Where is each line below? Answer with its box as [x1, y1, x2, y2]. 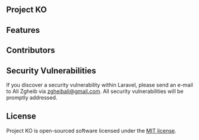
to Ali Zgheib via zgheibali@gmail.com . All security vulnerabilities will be [6, 88, 184, 95]
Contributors [6, 45, 56, 55]
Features [6, 25, 40, 35]
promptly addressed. [6, 94, 58, 101]
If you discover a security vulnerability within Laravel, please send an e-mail [6, 81, 193, 88]
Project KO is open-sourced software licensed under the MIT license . [6, 127, 177, 134]
